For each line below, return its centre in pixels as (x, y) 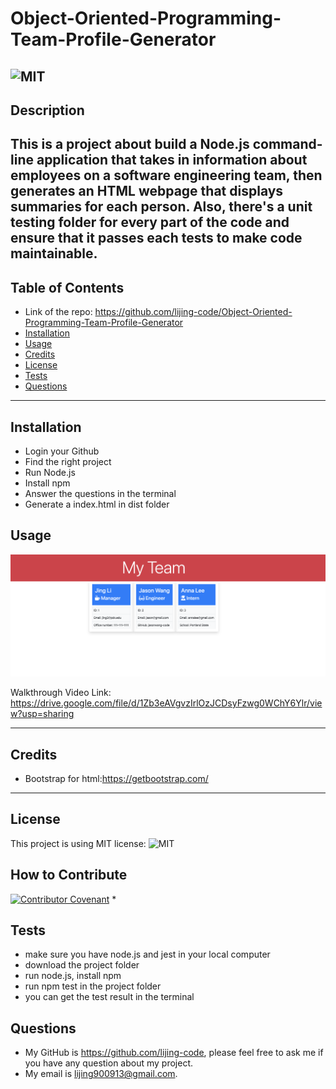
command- (287, 144)
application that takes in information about (172, 160)
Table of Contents (67, 287)
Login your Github (62, 451)
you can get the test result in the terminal (109, 997)
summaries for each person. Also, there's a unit (161, 207)
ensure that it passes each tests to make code (156, 238)
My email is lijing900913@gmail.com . (101, 1074)
